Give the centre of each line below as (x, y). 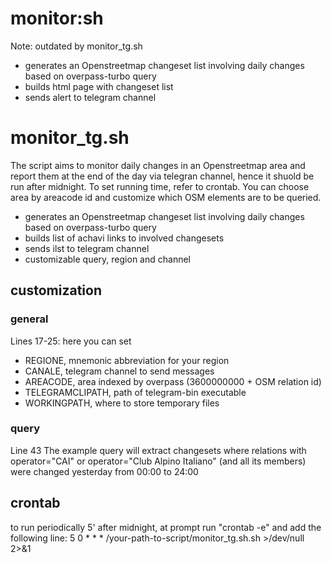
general (29, 319)
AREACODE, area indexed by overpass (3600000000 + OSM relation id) (173, 381)
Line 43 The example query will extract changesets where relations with (158, 450)
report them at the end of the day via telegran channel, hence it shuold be (162, 176)
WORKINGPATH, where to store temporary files (122, 403)
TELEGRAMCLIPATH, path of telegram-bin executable (135, 392)
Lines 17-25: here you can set (71, 341)
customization (56, 290)
